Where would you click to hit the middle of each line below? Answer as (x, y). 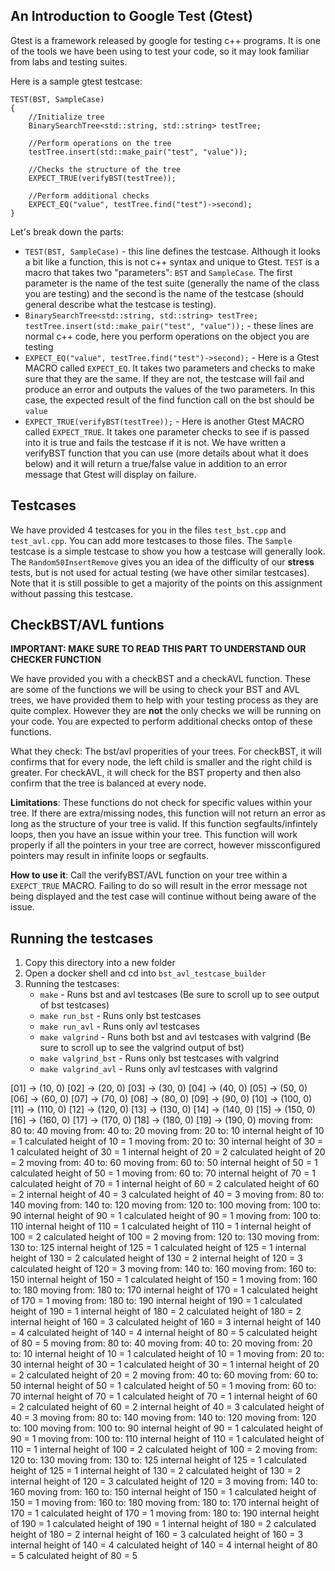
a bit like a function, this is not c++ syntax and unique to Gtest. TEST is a (172, 261)
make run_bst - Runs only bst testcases (120, 1016)
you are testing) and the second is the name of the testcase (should (164, 293)
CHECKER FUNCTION (56, 660)
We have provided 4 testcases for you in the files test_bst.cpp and (148, 530)
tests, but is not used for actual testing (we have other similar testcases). (160, 572)
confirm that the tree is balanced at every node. (108, 783)
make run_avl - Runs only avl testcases (119, 1026)
